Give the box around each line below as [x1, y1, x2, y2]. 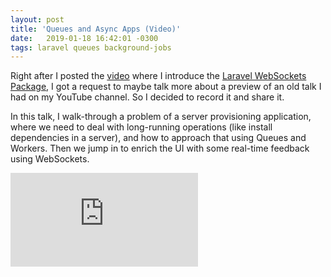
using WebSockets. [10, 153, 90, 165]
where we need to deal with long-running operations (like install [10, 121, 273, 133]
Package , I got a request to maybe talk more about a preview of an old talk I [10, 81, 322, 93]
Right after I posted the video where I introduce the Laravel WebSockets [10, 70, 307, 82]
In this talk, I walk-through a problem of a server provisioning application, [10, 111, 312, 123]
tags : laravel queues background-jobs [10, 42, 172, 53]
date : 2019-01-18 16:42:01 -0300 [10, 33, 159, 43]
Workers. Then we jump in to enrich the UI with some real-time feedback [10, 142, 310, 155]
